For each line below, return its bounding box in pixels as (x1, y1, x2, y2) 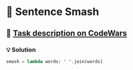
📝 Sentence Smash (6, 5, 99, 19)
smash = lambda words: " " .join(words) (6, 58, 103, 64)
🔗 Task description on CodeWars (6, 28, 127, 38)
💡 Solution (6, 46, 36, 54)
